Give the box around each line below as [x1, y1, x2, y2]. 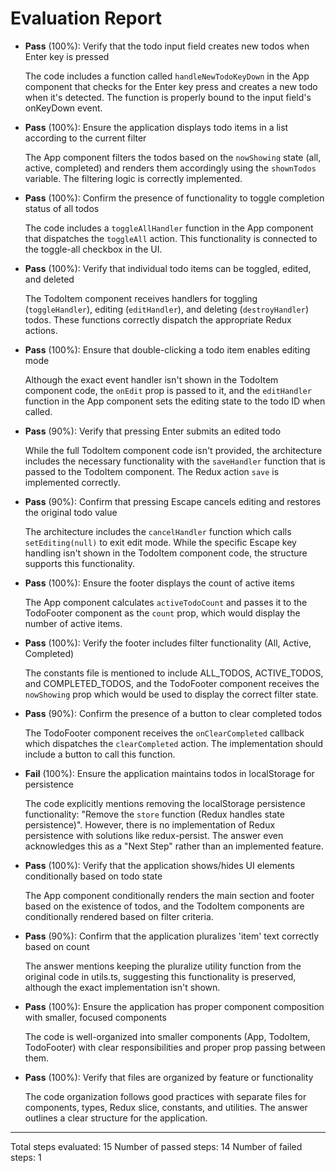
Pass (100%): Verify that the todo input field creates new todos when [24, 40, 310, 52]
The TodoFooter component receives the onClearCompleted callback [24, 727, 305, 739]
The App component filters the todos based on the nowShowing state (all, [24, 151, 322, 163]
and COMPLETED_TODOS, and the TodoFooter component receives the [24, 677, 320, 689]
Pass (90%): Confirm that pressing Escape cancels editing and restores [24, 495, 322, 507]
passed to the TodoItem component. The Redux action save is [24, 465, 280, 477]
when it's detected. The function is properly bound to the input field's [24, 91, 312, 103]
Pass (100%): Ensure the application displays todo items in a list [24, 121, 289, 133]
